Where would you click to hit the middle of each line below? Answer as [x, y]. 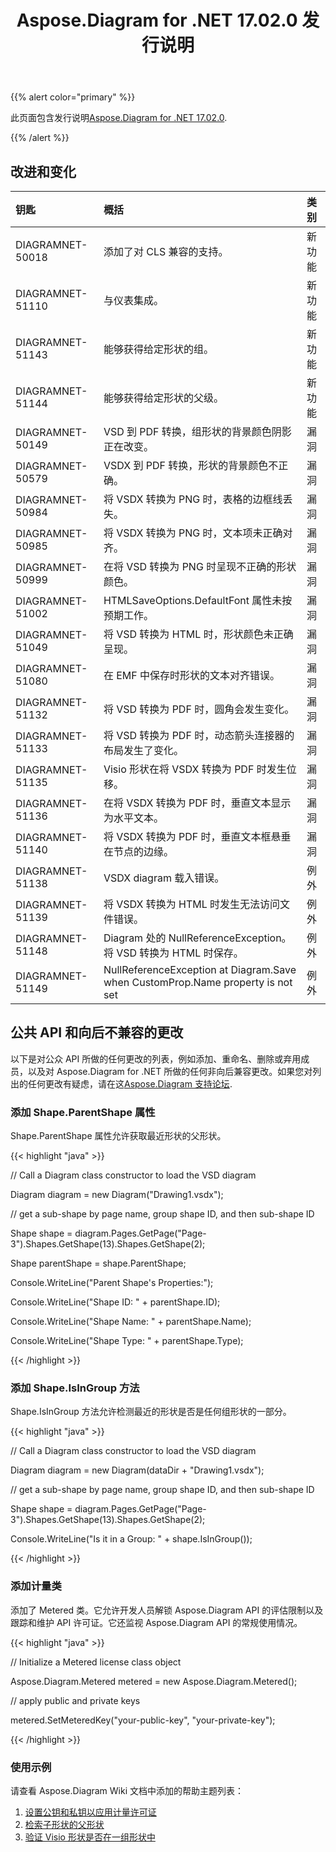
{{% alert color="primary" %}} [73, 97]
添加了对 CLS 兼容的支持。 [166, 251]
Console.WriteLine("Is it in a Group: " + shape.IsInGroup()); [131, 1539]
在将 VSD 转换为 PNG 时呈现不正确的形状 [200, 566]
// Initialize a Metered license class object [96, 1662]
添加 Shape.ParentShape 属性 [83, 1112]
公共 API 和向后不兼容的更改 [97, 1032]
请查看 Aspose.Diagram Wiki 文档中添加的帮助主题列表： [127, 1790]
